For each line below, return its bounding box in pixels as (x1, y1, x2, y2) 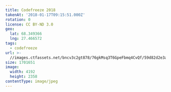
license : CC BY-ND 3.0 (5, 21, 53, 27)
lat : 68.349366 (10, 31, 42, 36)
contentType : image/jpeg (5, 79, 58, 84)
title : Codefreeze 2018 (5, 7, 56, 13)
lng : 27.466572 (10, 36, 42, 41)
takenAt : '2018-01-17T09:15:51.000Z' (5, 12, 85, 17)
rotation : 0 (5, 17, 31, 22)
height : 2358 (10, 74, 38, 79)
